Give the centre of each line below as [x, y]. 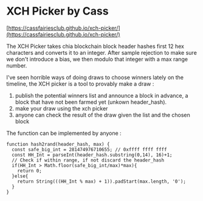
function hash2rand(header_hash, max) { [58, 144]
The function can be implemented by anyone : [64, 133]
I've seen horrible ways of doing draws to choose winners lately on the [95, 77]
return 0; [30, 171]
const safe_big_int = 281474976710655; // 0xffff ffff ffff [89, 149]
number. [17, 66]
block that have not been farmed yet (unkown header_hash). [91, 102]
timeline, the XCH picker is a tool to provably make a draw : [80, 84]
